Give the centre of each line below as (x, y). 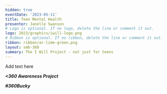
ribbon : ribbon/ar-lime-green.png (41, 43)
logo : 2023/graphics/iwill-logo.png (44, 33)
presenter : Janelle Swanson (35, 24)
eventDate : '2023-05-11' (31, 15)
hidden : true (19, 10)
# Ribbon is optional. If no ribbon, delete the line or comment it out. (84, 38)
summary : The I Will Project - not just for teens (59, 52)
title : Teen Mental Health (33, 19)
